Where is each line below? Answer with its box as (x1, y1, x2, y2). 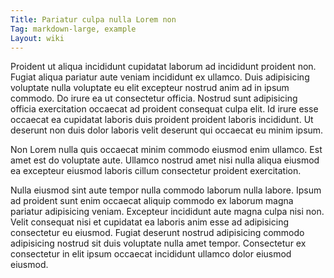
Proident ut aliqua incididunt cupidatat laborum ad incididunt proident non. (10, 61, 317, 73)
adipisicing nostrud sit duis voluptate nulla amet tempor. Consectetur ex (10, 237, 307, 250)
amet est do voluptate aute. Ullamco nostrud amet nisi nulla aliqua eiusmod (10, 154, 320, 166)
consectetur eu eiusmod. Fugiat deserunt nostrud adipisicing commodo (10, 227, 305, 239)
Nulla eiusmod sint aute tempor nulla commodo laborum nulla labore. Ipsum (10, 184, 322, 196)
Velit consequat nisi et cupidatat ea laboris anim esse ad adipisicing (10, 216, 290, 228)
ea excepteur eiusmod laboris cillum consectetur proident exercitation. (10, 165, 302, 177)
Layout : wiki (10, 33, 65, 43)
